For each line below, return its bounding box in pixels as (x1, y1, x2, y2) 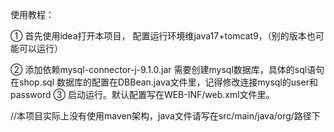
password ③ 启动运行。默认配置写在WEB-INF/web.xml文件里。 (10, 89, 275, 100)
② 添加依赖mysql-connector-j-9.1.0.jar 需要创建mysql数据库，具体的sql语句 (10, 64, 325, 75)
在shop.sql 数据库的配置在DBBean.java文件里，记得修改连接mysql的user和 (10, 76, 318, 88)
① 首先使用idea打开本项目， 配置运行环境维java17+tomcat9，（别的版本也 (10, 30, 316, 42)
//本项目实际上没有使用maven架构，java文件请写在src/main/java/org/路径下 (10, 110, 321, 122)
